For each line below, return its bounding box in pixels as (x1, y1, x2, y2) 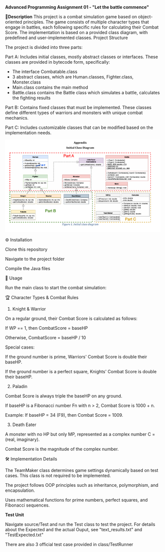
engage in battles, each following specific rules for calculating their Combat (5, 24, 159, 30)
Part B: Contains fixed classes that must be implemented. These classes (5, 105, 152, 110)
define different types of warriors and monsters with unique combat (5, 110, 143, 116)
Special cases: (5, 344, 35, 350)
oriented (5, 19, 22, 25)
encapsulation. (5, 487, 35, 493)
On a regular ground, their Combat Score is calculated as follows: (5, 315, 138, 321)
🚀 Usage (5, 275, 23, 281)
